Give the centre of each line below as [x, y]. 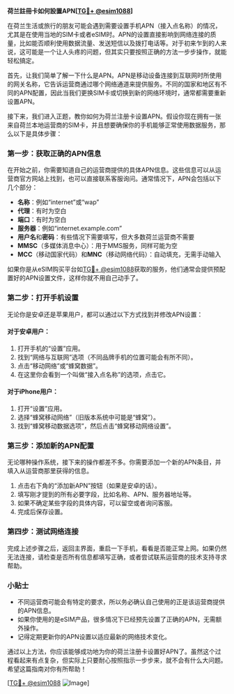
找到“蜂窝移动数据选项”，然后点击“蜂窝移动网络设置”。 [96, 426]
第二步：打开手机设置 [43, 298]
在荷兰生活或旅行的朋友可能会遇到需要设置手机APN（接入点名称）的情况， [114, 26]
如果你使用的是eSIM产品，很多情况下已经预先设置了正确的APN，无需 [116, 619]
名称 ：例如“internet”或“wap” [58, 202]
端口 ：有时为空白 [42, 219]
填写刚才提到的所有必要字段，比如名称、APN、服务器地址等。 [106, 495]
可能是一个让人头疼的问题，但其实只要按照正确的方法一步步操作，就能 [126, 52]
